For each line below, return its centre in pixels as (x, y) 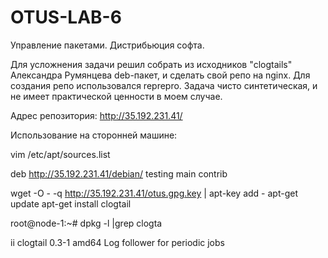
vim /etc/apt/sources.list (60, 154)
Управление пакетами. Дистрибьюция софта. (107, 45)
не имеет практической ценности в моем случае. (116, 96)
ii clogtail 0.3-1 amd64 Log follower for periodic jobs (117, 242)
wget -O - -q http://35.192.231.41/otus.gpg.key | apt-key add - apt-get (154, 193)
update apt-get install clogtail (71, 203)
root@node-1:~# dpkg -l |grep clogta (86, 223)
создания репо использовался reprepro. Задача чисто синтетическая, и (164, 85)
